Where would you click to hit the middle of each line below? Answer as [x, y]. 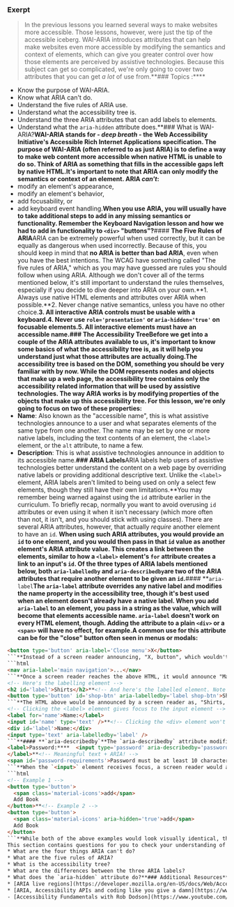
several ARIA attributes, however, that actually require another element [119, 527]
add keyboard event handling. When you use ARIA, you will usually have [122, 209]
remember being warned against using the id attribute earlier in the [114, 497]
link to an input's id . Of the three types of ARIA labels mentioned [112, 564]
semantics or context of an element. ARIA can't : [88, 179]
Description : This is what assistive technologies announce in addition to [121, 453]
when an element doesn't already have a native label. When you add [118, 601]
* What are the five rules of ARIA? [60, 858]
